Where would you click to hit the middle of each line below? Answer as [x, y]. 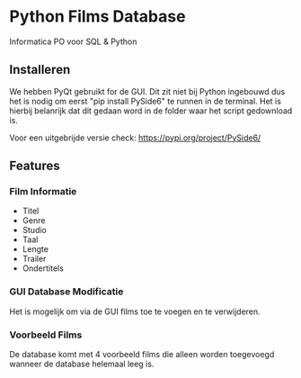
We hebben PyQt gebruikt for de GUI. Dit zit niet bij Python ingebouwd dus [147, 91]
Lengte [35, 249]
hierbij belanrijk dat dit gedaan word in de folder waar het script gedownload [151, 111]
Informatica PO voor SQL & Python [73, 41]
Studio [34, 230]
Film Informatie [43, 192]
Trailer [34, 259]
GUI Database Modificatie [66, 292]
